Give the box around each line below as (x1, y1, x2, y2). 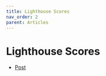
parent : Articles (6, 19, 49, 25)
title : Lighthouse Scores (6, 8, 69, 15)
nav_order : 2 (6, 14, 38, 20)
